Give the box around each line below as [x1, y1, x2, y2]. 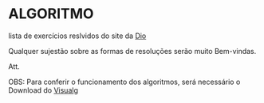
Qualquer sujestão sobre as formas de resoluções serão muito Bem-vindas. [8, 46, 257, 55]
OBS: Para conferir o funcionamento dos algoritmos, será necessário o [8, 77, 241, 86]
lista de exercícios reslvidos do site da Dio [8, 31, 147, 40]
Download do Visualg [8, 85, 78, 95]
